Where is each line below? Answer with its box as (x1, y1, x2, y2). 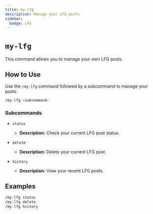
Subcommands (5, 109, 42, 116)
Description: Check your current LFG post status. (19, 130, 120, 136)
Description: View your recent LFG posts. (19, 168, 104, 174)
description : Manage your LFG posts (5, 12, 80, 17)
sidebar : (5, 16, 23, 21)
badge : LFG (9, 21, 32, 26)
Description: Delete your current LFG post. (19, 149, 107, 155)
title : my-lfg (5, 7, 34, 12)
